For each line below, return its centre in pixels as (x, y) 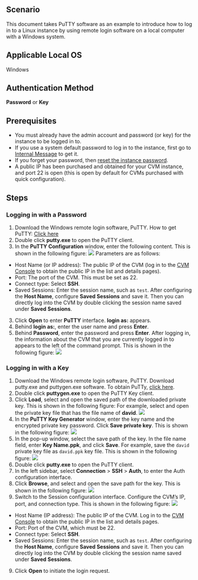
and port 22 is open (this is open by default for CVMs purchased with (99, 173)
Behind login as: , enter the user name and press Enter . (82, 326)
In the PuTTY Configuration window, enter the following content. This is (103, 246)
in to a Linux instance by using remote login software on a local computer (95, 30)
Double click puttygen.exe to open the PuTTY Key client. (84, 394)
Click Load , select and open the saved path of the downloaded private (100, 399)
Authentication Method (50, 88)
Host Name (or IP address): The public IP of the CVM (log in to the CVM (102, 265)
